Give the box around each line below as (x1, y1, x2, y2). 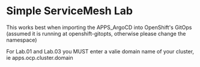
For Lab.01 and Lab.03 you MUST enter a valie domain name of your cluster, (6, 47, 194, 55)
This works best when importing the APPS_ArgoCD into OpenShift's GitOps (6, 24, 192, 31)
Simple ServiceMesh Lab (6, 4, 133, 18)
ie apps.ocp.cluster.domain (6, 54, 73, 61)
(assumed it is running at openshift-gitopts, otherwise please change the (6, 30, 186, 37)
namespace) (6, 36, 37, 43)
